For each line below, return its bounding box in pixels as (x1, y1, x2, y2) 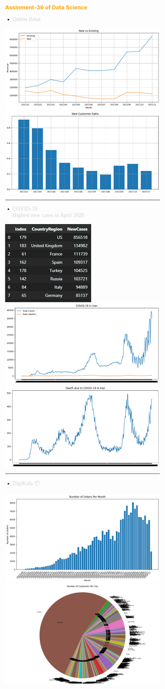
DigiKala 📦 (12, 480, 41, 487)
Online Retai (12, 16, 41, 23)
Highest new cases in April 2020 (12, 212, 84, 219)
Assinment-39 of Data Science (5, 4, 87, 11)
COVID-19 (12, 205, 38, 212)
